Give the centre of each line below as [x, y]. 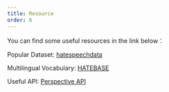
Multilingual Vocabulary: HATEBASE [58, 68]
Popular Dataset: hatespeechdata [55, 54]
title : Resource [30, 13]
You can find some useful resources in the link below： [86, 40]
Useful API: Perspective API [47, 81]
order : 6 [20, 20]
